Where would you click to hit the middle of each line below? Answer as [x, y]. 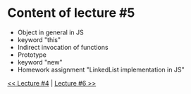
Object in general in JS [50, 32]
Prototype [32, 55]
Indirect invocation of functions [63, 47]
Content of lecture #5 [71, 13]
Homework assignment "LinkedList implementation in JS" [101, 69]
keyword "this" [39, 39]
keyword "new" [40, 62]
